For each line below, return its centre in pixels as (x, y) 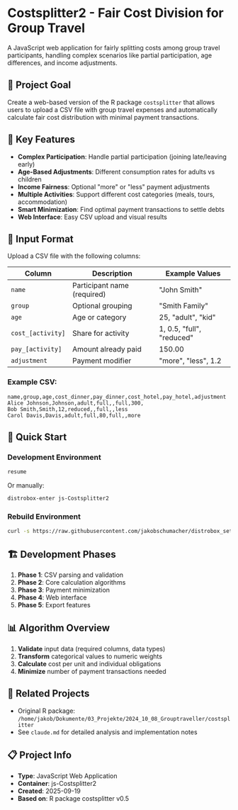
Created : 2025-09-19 (49, 791)
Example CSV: (32, 382)
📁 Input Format (41, 239)
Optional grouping (102, 306)
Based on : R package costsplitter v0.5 (73, 798)
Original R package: (46, 711)
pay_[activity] (36, 349)
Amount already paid (107, 349)
